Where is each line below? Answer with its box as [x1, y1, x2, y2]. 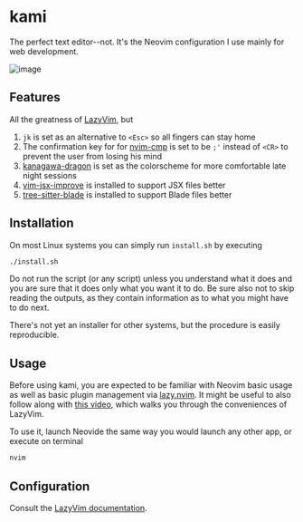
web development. [9, 45, 79, 56]
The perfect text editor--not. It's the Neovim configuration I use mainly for [9, 36, 285, 47]
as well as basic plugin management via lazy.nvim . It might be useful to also [9, 390, 291, 401]
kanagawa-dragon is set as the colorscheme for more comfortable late [22, 160, 287, 171]
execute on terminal [9, 436, 84, 447]
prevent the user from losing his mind [22, 150, 163, 161]
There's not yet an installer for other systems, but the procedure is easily [9, 320, 280, 331]
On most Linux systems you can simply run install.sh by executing [9, 239, 262, 250]
